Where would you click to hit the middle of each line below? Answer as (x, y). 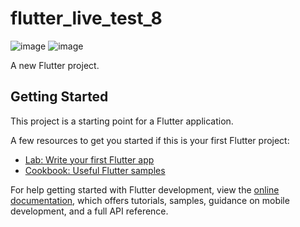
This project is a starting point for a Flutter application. (122, 121)
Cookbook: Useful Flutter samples (95, 170)
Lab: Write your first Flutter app (89, 159)
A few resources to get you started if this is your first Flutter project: (150, 140)
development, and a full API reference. (89, 211)
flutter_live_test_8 (86, 18)
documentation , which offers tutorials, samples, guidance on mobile (150, 200)
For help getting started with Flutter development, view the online (145, 189)
